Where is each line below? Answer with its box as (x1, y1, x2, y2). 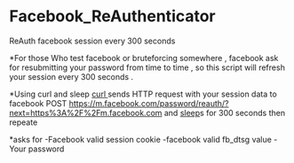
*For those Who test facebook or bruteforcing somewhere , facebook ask (9, 52, 279, 63)
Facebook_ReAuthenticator (9, 6, 216, 27)
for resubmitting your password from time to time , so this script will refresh (9, 62, 286, 73)
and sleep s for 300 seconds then (163, 107, 286, 118)
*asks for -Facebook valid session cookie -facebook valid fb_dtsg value (9, 134, 273, 144)
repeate (9, 117, 38, 128)
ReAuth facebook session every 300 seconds (9, 35, 176, 46)
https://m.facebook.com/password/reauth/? (68, 97, 229, 108)
